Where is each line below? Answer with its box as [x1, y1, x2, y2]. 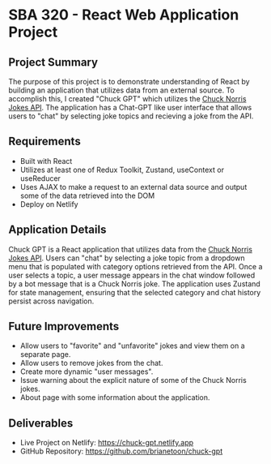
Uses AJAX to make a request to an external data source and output [19, 182, 248, 191]
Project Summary [8, 55, 99, 69]
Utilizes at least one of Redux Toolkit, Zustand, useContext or [19, 165, 225, 174]
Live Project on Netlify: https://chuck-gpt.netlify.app [19, 438, 194, 448]
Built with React [19, 156, 73, 165]
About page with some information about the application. [19, 393, 210, 402]
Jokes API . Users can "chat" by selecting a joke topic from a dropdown [8, 253, 245, 263]
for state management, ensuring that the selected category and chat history [8, 287, 261, 297]
